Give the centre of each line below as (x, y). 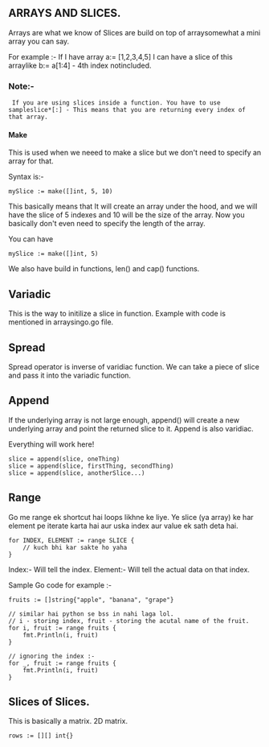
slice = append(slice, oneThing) (64, 459)
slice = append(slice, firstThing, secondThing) (91, 466)
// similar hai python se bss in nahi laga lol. (91, 614)
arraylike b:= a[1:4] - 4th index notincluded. (80, 65)
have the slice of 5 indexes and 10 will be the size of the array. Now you (126, 215)
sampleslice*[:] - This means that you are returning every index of (127, 110)
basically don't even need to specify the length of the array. (107, 224)
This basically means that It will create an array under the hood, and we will (133, 206)
